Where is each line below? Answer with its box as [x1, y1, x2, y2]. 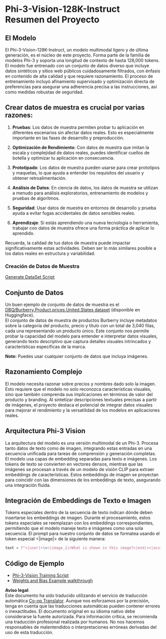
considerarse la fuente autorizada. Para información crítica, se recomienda [5, 614, 158, 620]
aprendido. [12, 230, 35, 236]
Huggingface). [5, 312, 35, 318]
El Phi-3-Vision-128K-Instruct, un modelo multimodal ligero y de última [5, 47, 148, 53]
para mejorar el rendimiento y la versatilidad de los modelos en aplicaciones [5, 407, 160, 413]
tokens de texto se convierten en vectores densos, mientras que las [5, 461, 143, 467]
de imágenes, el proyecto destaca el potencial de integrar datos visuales [5, 402, 153, 407]
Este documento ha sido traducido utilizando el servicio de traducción [5, 592, 148, 598]
